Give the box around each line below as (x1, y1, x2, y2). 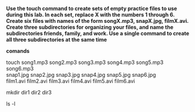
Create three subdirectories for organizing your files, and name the (6, 23, 174, 30)
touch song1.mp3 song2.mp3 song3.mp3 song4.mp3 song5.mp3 (6, 59, 164, 66)
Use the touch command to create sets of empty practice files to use (6, 5, 177, 12)
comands (6, 47, 30, 55)
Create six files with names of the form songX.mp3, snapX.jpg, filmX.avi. (6, 18, 189, 24)
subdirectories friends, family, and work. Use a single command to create (6, 30, 190, 37)
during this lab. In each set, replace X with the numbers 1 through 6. (6, 11, 175, 18)
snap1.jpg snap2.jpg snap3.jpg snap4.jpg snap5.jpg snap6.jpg (6, 72, 156, 78)
